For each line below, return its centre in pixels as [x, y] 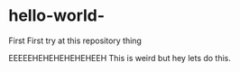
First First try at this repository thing [75, 40]
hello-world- [57, 16]
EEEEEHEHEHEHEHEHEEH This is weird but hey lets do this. [120, 58]
